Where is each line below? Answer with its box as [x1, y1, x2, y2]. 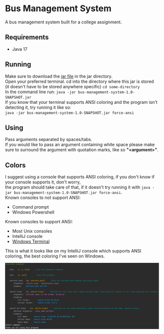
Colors [5, 161, 26, 169]
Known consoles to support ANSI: [5, 219, 73, 225]
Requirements [5, 33, 49, 41]
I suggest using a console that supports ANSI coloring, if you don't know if [5, 174, 155, 180]
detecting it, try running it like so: [5, 104, 72, 110]
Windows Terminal [12, 238, 50, 244]
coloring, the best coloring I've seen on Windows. [5, 253, 105, 259]
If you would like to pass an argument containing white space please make [5, 142, 155, 148]
